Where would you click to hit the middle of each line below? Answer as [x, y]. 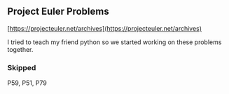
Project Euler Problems [58, 12]
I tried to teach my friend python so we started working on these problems [114, 42]
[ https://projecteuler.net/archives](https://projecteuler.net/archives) [104, 28]
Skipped [22, 67]
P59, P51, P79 [27, 83]
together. [20, 49]
